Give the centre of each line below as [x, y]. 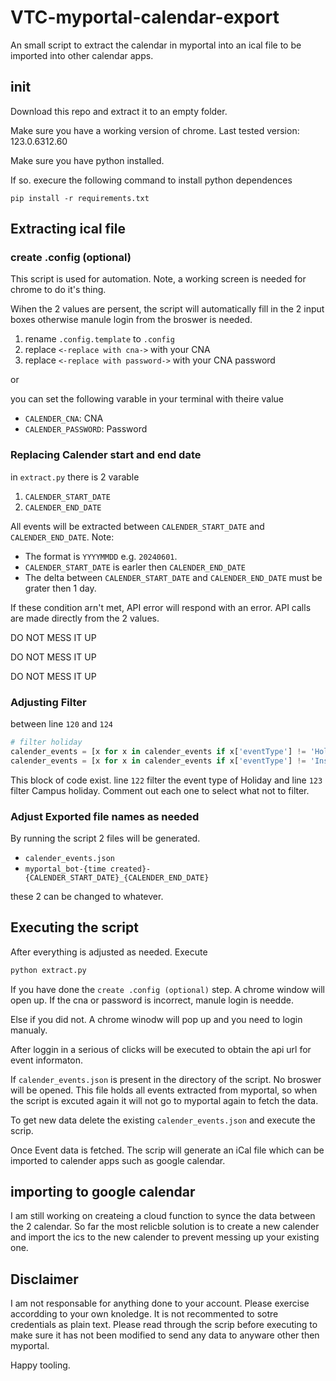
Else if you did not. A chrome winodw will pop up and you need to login [156, 1019]
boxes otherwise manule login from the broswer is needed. [131, 320]
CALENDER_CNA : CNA [64, 418]
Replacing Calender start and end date [106, 455]
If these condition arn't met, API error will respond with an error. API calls [161, 607]
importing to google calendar [103, 1192]
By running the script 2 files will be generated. [105, 838]
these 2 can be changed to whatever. [87, 896]
